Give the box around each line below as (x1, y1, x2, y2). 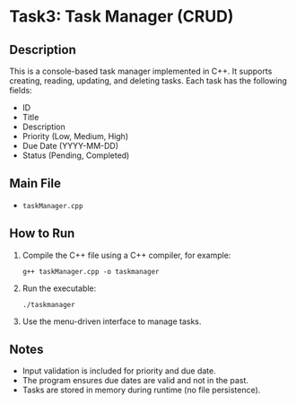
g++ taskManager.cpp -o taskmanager (22, 267, 160, 276)
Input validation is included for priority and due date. (22, 365, 217, 376)
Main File (9, 176, 61, 191)
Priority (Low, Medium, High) (22, 131, 128, 141)
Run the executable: (22, 283, 97, 294)
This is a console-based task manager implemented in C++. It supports (9, 66, 273, 76)
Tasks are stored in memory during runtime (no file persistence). (22, 384, 261, 396)
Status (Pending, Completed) (22, 150, 130, 161)
